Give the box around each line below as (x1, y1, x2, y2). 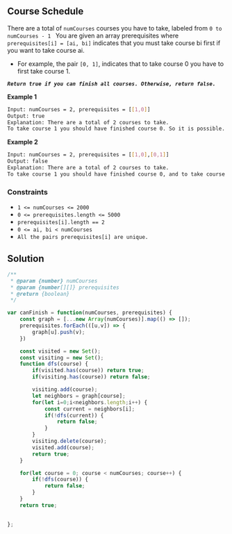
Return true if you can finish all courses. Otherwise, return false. (7, 80, 216, 87)
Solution (7, 253, 44, 265)
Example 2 (7, 138, 38, 147)
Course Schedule (7, 6, 84, 17)
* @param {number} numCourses (10, 277, 98, 284)
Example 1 (7, 92, 37, 101)
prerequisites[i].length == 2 (17, 219, 106, 226)
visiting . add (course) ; (32, 386, 98, 393)
